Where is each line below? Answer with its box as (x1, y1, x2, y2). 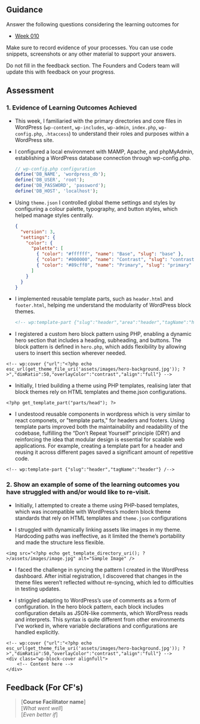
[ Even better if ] (20, 711, 58, 718)
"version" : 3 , (20, 229, 56, 235)
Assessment (6, 86, 54, 96)
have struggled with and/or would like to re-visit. (6, 488, 150, 496)
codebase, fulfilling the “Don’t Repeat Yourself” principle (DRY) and (14, 429, 181, 437)
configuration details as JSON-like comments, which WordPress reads (14, 609, 188, 616)
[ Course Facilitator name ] (20, 698, 86, 705)
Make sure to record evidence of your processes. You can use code (6, 44, 173, 51)
